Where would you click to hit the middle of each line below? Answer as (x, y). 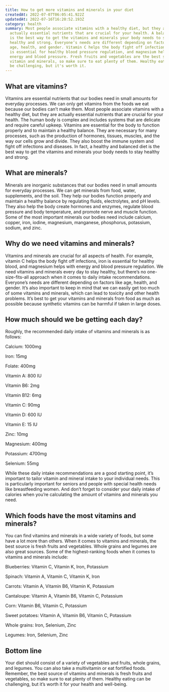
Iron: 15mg (16, 356)
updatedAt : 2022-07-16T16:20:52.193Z (45, 19)
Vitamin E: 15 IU (21, 425)
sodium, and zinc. (24, 228)
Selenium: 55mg (22, 463)
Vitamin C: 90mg (23, 405)
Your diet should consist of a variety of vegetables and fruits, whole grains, (83, 663)
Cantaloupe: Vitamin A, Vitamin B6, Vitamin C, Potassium (64, 596)
